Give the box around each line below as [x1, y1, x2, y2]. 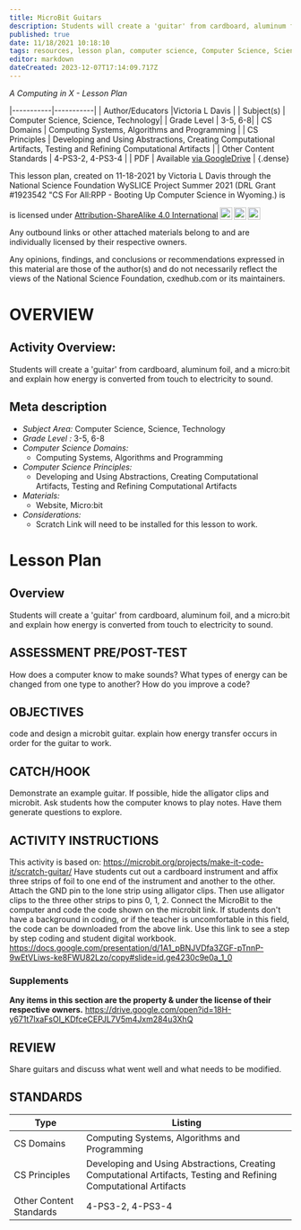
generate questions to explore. [9, 807, 123, 818]
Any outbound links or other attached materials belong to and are [9, 226, 250, 238]
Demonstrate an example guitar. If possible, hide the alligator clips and [9, 787, 270, 799]
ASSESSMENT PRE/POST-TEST [9, 646, 188, 661]
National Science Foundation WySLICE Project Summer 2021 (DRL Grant [9, 180, 276, 190]
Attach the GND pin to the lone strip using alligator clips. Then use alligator [9, 885, 285, 896]
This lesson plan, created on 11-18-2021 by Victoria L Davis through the [9, 170, 271, 180]
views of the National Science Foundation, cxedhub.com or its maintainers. [9, 273, 286, 284]
